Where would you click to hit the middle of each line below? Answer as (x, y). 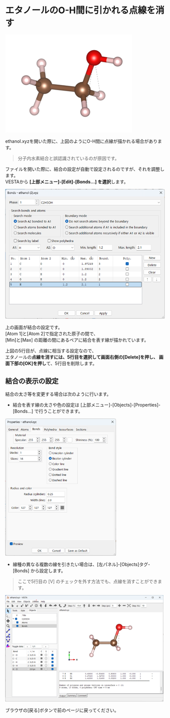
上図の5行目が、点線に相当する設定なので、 (51, 351)
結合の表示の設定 (32, 381)
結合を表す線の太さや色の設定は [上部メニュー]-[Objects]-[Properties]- (87, 405)
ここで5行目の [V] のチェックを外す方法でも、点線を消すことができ (88, 582)
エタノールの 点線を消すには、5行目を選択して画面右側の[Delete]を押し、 (82, 357)
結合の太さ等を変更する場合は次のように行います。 (58, 394)
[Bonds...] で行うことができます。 (48, 411)
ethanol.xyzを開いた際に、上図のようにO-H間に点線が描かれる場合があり (81, 141)
